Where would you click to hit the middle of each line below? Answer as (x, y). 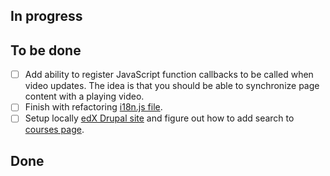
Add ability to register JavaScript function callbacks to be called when (169, 75)
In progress (46, 16)
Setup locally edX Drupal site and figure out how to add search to (159, 118)
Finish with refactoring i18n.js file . (93, 107)
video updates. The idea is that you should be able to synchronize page (172, 86)
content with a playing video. (84, 96)
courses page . (54, 130)
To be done (46, 50)
